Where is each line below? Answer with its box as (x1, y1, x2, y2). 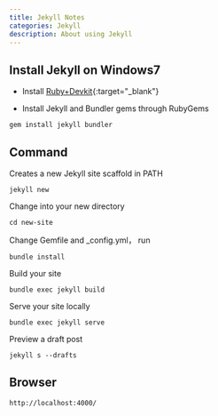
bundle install (9, 252, 66, 261)
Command (9, 144, 68, 160)
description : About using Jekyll (9, 29, 133, 38)
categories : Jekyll (9, 21, 82, 30)
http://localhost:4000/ (9, 398, 97, 407)
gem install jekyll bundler (9, 121, 113, 130)
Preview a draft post (9, 334, 83, 344)
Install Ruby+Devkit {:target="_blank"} (21, 86, 160, 97)
